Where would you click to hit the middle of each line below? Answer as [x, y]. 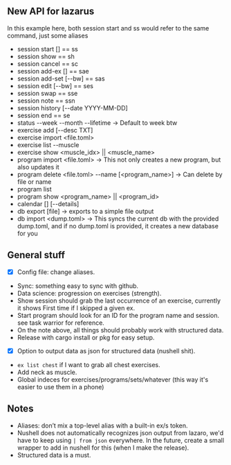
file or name [34, 181]
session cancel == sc [47, 64]
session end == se [44, 115]
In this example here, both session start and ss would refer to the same [108, 28]
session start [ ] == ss [47, 49]
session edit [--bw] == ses [55, 85]
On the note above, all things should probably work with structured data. [120, 330]
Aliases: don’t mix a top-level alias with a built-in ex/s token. [102, 425]
